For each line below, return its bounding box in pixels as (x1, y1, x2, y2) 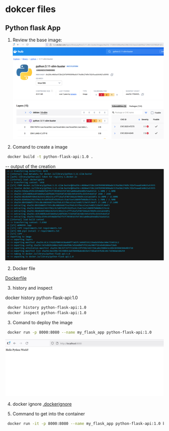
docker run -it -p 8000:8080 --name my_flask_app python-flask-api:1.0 (7, 421, 161, 426)
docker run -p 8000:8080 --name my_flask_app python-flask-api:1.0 (7, 330, 152, 335)
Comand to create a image (12, 144, 68, 150)
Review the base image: (12, 37, 62, 43)
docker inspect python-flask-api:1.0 (7, 311, 87, 316)
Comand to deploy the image (12, 320, 73, 326)
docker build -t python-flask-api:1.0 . (7, 155, 94, 160)
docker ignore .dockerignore (12, 401, 72, 407)
